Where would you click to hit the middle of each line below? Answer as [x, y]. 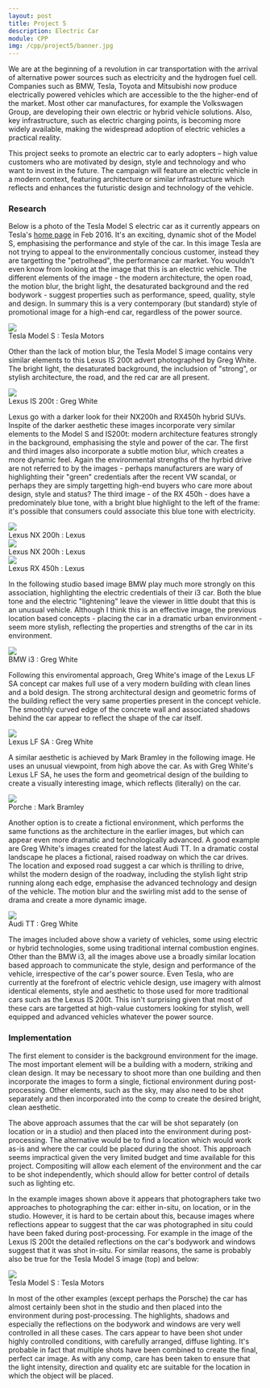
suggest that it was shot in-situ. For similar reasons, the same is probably [130, 1250]
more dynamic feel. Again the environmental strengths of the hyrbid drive [130, 460]
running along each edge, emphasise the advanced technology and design [133, 883]
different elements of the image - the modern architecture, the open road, [131, 278]
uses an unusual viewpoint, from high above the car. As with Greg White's [131, 766]
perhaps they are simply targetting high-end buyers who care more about [131, 485]
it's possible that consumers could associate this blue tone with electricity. [132, 511]
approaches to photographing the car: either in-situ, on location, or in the [130, 1207]
